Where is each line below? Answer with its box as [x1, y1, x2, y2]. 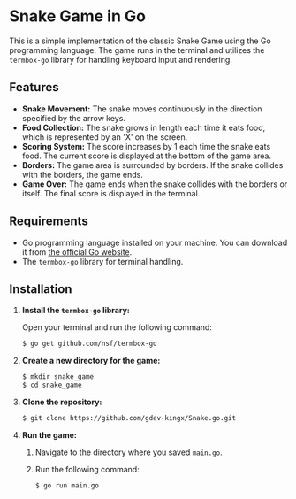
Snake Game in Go [9, 6, 146, 27]
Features [9, 80, 59, 95]
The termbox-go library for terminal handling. [21, 256, 184, 266]
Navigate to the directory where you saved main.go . [34, 447, 223, 457]
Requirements [9, 214, 88, 229]
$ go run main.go [34, 480, 100, 490]
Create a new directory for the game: [21, 356, 161, 366]
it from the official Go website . [21, 246, 133, 257]
